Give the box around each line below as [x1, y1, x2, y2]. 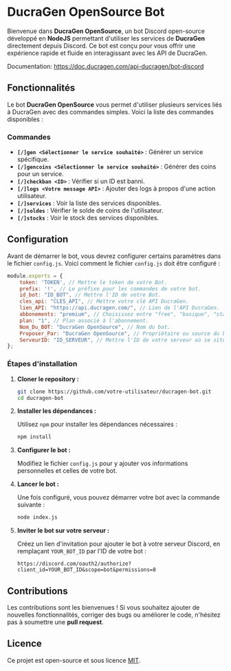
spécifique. [16, 156, 49, 164]
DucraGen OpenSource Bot [7, 4, 165, 20]
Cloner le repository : [16, 374, 79, 383]
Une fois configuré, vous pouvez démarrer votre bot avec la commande [16, 493, 220, 502]
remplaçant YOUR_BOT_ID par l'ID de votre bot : [16, 547, 146, 555]
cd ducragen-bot [16, 394, 64, 401]
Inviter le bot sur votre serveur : [16, 526, 110, 535]
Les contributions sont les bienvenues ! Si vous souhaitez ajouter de [7, 603, 200, 611]
